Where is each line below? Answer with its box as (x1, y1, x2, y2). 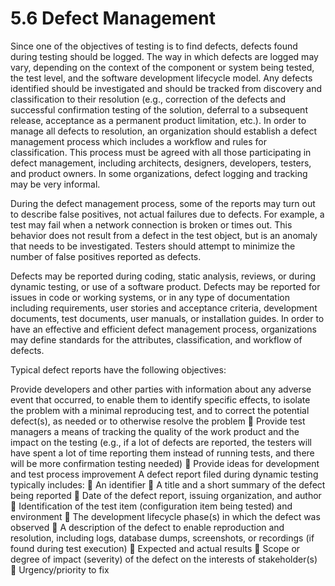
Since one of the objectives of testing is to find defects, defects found (10, 40, 298, 52)
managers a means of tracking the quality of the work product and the (10, 425, 300, 437)
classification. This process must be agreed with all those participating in (10, 146, 312, 158)
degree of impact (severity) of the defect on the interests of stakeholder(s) (10, 553, 318, 565)
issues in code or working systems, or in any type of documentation (10, 291, 290, 303)
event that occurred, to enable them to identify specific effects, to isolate (10, 393, 311, 406)
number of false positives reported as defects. (10, 250, 202, 262)
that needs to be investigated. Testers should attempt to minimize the (10, 240, 296, 252)
